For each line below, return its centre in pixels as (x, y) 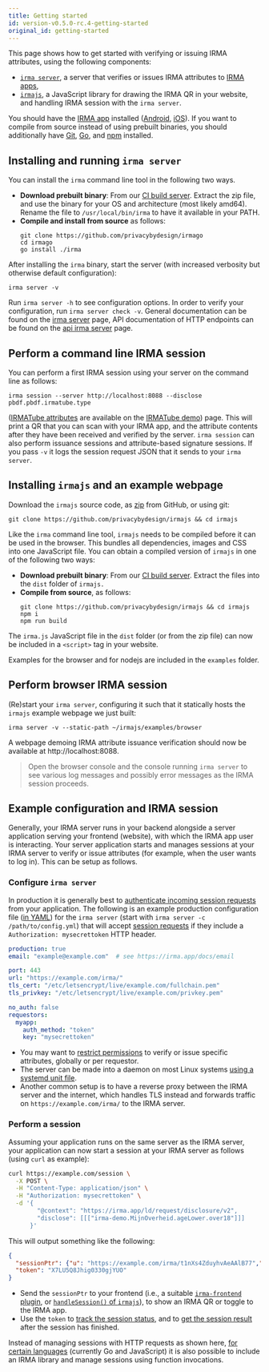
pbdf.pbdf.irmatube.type (50, 403)
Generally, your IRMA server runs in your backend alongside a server (122, 828)
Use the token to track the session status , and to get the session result (136, 1319)
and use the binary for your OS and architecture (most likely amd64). (133, 204)
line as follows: (33, 381)
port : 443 (25, 971)
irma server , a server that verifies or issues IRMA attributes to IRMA (132, 78)
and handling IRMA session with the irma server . (100, 103)
